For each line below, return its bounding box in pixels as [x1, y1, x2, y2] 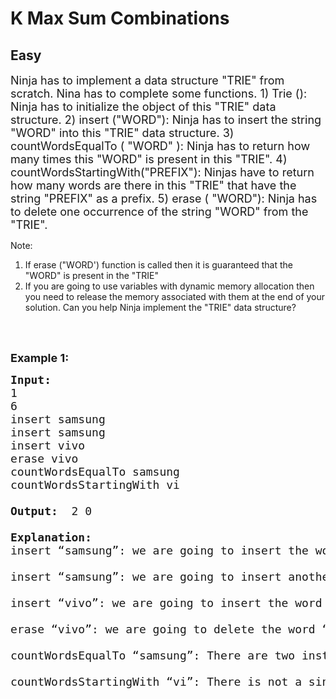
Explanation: [10, 530, 93, 544]
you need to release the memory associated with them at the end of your [24, 291, 326, 302]
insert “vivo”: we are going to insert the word [10, 596, 323, 610]
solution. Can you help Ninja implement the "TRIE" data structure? [24, 302, 297, 313]
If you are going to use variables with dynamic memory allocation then [24, 280, 315, 292]
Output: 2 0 [10, 504, 93, 518]
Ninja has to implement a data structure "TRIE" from [10, 73, 285, 87]
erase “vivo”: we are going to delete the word [10, 622, 316, 636]
